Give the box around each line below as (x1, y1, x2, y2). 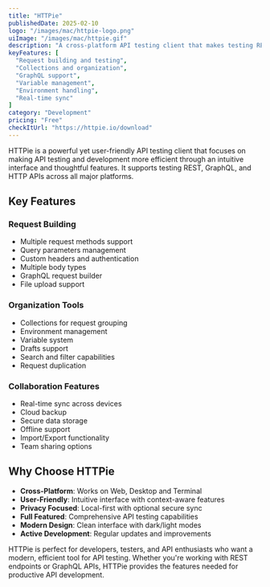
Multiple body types (19, 263, 87, 272)
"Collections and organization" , (15, 64, 128, 72)
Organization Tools (8, 300, 84, 311)
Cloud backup (19, 407, 67, 418)
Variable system (19, 335, 74, 344)
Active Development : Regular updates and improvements (19, 528, 211, 538)
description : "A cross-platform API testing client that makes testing (8, 42, 253, 50)
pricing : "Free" (8, 116, 63, 124)
